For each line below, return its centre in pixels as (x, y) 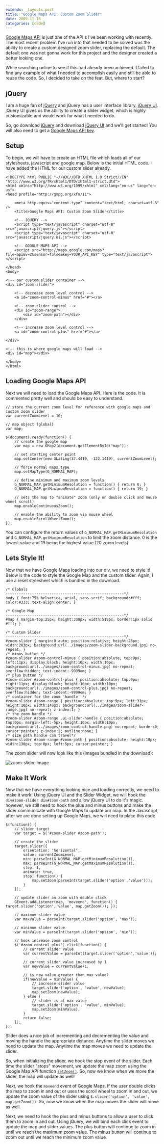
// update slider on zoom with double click (60, 898)
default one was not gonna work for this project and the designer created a (81, 53)
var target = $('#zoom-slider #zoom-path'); (60, 833)
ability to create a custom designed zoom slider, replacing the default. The (81, 48)
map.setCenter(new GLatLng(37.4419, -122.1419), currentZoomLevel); (86, 459)
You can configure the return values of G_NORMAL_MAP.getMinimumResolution (81, 532)
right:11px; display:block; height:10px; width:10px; (62, 684)
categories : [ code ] (25, 23)
